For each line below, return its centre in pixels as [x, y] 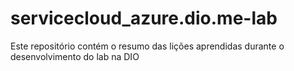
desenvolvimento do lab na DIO [75, 56]
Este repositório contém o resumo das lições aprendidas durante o [147, 46]
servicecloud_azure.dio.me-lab [144, 18]
